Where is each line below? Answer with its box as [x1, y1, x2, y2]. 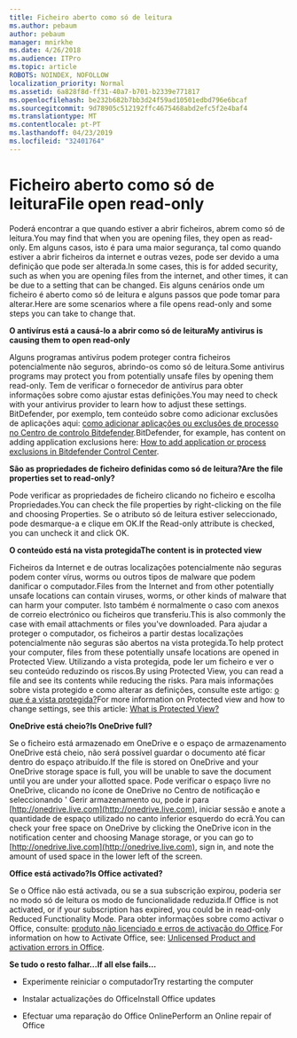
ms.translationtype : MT [9, 112, 98, 121]
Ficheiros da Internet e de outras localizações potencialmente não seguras [9, 562, 282, 572]
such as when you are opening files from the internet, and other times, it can [9, 270, 289, 280]
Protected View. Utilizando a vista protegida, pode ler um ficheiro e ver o [9, 656, 275, 666]
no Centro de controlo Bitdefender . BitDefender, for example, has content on [9, 427, 286, 437]
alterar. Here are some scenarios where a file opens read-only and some [9, 298, 272, 309]
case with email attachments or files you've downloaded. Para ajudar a [9, 618, 268, 629]
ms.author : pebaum [9, 21, 77, 30]
